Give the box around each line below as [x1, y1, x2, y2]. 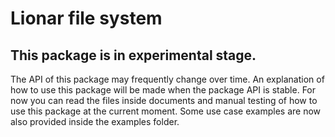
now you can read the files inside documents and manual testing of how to [10, 95, 318, 106]
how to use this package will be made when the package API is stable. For [10, 84, 317, 96]
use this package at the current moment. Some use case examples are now [10, 105, 322, 117]
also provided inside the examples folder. [10, 116, 180, 127]
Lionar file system [10, 7, 163, 30]
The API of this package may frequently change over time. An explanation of [10, 73, 325, 85]
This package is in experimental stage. [10, 47, 257, 64]
